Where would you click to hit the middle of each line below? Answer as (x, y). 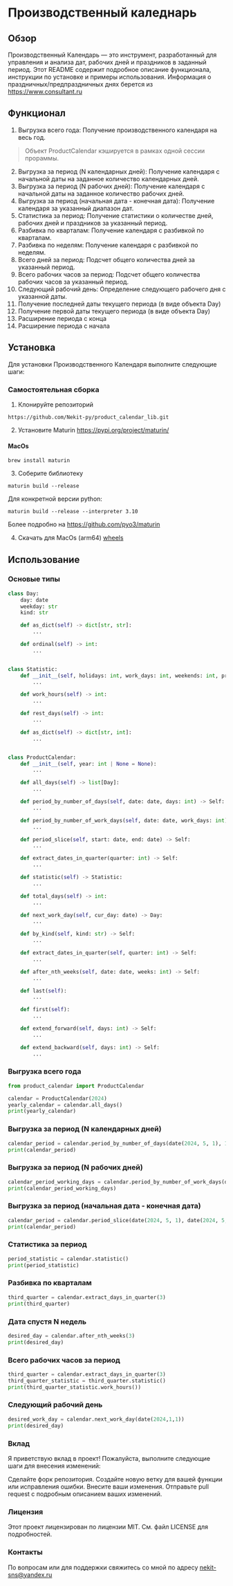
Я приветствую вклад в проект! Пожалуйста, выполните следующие (109, 1458)
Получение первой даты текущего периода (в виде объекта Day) (114, 311)
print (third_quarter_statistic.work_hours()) (74, 1387)
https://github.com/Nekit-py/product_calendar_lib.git (88, 417)
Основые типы (34, 579)
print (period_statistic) (44, 1265)
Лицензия (26, 1511)
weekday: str (39, 607)
